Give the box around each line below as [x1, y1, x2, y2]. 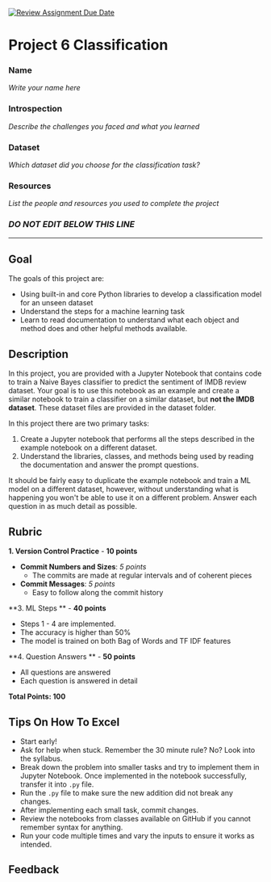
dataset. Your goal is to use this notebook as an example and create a [8, 386, 240, 396]
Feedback [8, 863, 60, 876]
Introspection [8, 103, 63, 115]
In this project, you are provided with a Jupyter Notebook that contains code [8, 368, 262, 379]
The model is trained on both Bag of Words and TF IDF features [19, 636, 231, 646]
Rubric [8, 525, 43, 539]
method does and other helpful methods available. [19, 324, 188, 334]
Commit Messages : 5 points [19, 579, 115, 589]
